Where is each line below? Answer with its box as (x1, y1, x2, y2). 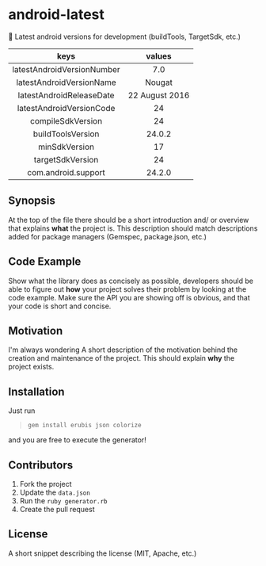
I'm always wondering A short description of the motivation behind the (8, 345, 238, 354)
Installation (8, 384, 65, 398)
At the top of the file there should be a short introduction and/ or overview (8, 215, 249, 224)
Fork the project (19, 480, 73, 488)
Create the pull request (19, 505, 95, 514)
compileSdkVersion (30, 115, 103, 126)
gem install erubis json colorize (27, 422, 142, 430)
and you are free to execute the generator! (8, 435, 146, 445)
